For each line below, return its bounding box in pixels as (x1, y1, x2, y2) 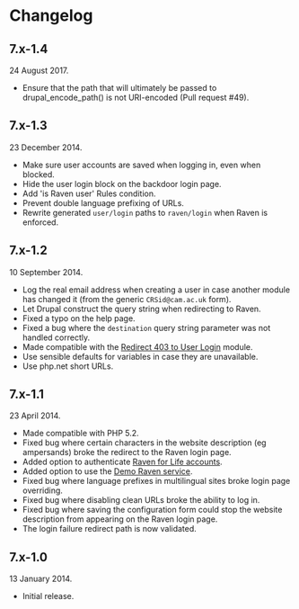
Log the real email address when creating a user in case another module (22, 284, 290, 295)
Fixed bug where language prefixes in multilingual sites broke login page (22, 476, 291, 487)
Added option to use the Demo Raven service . (22, 466, 193, 477)
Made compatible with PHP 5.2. (22, 428, 139, 439)
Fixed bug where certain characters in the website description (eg (22, 437, 267, 448)
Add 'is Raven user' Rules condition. (22, 188, 156, 199)
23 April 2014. (9, 410, 61, 421)
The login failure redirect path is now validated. (22, 524, 198, 534)
